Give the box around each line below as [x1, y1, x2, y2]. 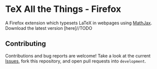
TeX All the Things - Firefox [5, 3, 121, 15]
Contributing [5, 40, 46, 48]
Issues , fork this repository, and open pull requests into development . [5, 58, 146, 64]
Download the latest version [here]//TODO [5, 25, 93, 31]
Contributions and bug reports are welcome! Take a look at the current [5, 53, 151, 59]
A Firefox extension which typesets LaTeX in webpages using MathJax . [5, 20, 152, 26]
